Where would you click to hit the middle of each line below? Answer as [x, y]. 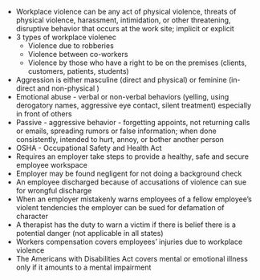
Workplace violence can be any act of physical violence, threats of [126, 12]
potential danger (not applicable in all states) [89, 233]
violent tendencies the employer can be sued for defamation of [120, 207]
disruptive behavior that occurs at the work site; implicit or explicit [125, 28]
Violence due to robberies [71, 46]
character [32, 216]
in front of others [44, 114]
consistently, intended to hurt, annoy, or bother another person [120, 139]
